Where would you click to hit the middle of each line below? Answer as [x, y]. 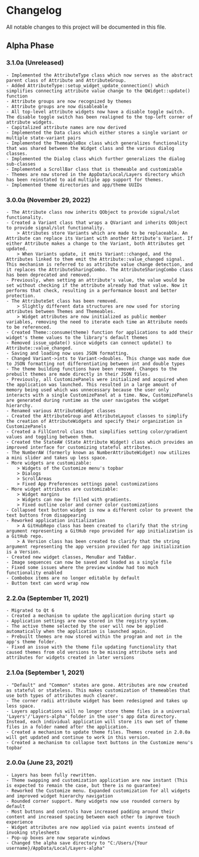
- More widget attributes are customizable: [62, 489]
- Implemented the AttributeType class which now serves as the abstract [100, 75]
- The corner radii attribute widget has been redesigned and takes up [97, 701]
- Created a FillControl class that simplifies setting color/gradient [97, 431]
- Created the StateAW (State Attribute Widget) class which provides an [100, 442]
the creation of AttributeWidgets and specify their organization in [94, 421]
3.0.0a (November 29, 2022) [48, 199]
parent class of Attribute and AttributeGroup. [66, 80]
